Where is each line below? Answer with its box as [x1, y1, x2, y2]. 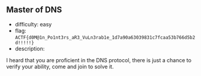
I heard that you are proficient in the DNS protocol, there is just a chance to [6, 56, 192, 63]
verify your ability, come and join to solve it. [6, 63, 114, 70]
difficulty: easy [14, 20, 52, 28]
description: [14, 45, 45, 52]
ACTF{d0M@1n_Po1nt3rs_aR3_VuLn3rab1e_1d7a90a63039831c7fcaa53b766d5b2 [14, 34, 196, 41]
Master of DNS [6, 5, 62, 15]
